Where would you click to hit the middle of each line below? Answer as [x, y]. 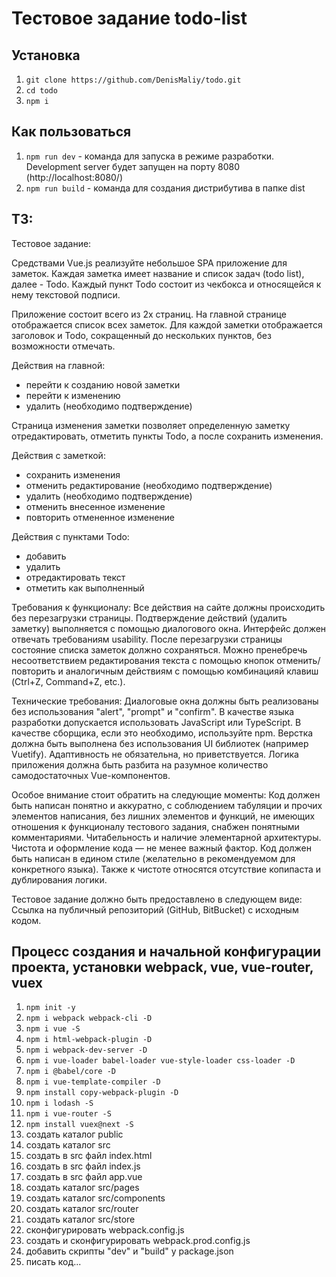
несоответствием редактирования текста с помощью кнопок [143, 660]
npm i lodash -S [59, 1103]
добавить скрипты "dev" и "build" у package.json [129, 1251]
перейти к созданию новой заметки [103, 384]
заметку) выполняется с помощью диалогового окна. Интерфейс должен [169, 628]
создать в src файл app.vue [84, 1177]
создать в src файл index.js [83, 1166]
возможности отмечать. [63, 346]
